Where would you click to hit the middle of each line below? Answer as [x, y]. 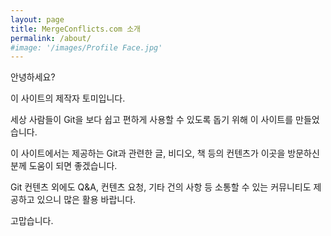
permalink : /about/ [51, 38]
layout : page [37, 19]
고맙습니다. [32, 221]
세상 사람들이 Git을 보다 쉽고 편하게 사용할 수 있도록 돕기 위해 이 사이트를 [152, 120]
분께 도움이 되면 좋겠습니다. [64, 166]
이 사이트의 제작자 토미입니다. [68, 98]
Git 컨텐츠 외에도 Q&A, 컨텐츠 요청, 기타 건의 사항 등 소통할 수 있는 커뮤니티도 [161, 187]
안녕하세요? [33, 77]
